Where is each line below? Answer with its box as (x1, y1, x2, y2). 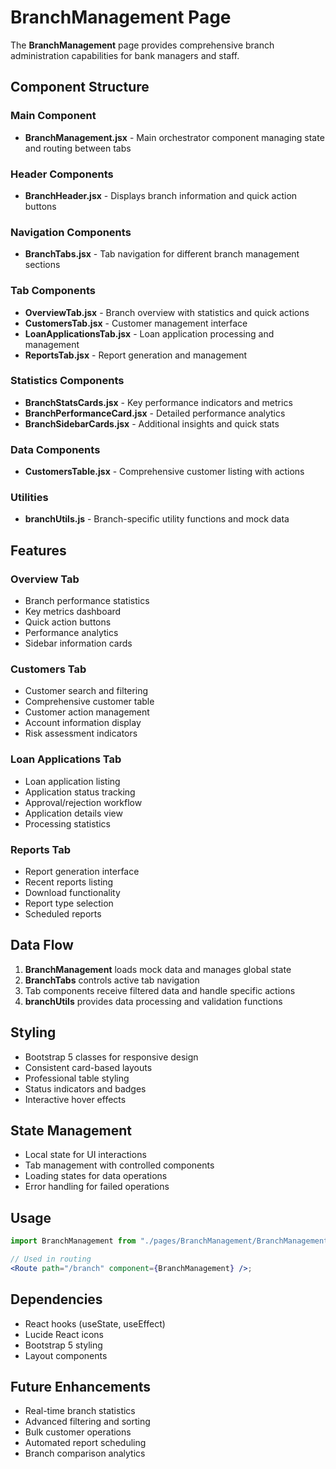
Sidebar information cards (24, 637, 133, 650)
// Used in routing (10, 1254, 92, 1265)
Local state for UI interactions (24, 1149, 147, 1161)
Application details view (24, 807, 123, 819)
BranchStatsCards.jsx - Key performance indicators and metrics (24, 396, 293, 408)
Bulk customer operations (24, 1426, 132, 1438)
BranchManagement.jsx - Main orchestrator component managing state (24, 131, 325, 143)
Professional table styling (24, 1072, 130, 1084)
